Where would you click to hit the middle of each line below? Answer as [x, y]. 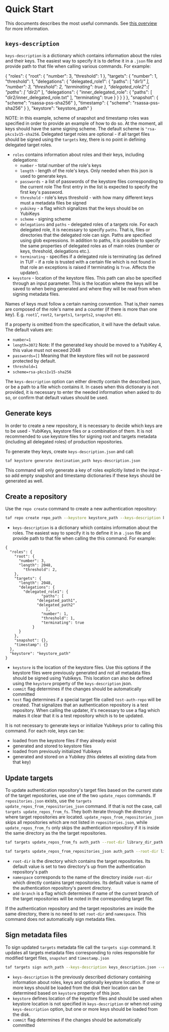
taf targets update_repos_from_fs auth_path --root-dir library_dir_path [84, 842]
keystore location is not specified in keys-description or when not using [87, 1004]
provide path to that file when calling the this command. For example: [84, 538]
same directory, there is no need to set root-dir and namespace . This [76, 914]
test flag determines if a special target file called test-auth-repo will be [87, 700]
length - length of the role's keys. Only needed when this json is [87, 171]
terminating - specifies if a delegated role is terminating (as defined [91, 256]
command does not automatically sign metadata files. [61, 919]
